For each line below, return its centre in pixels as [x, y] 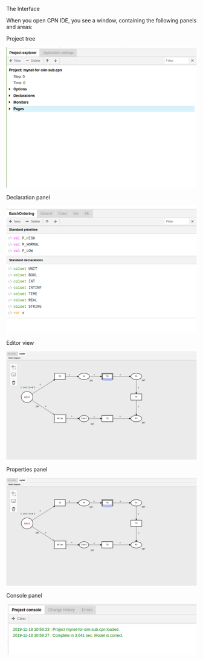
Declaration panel [28, 198]
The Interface [23, 9]
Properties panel [27, 469]
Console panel [24, 596]
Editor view [20, 343]
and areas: [20, 27]
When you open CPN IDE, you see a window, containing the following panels [101, 20]
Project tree [21, 38]
